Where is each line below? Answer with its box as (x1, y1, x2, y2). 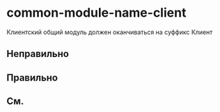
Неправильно (6, 48, 69, 60)
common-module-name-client (6, 5, 187, 21)
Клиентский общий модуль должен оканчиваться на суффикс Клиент (6, 28, 213, 36)
